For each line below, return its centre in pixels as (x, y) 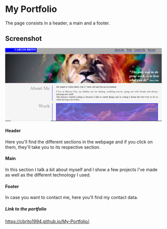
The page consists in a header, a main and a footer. (58, 23)
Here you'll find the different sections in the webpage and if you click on (79, 142)
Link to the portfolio (26, 209)
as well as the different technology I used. (48, 175)
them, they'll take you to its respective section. (53, 147)
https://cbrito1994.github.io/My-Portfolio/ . (48, 222)
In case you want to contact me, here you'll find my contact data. (72, 198)
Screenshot (24, 39)
